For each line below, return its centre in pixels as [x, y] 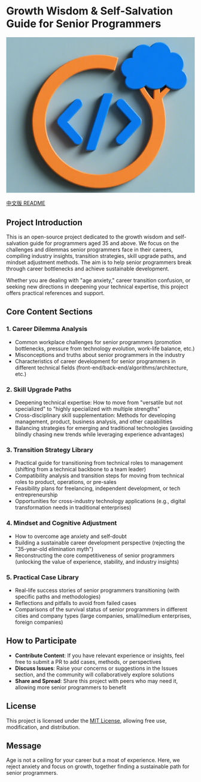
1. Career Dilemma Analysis [47, 329]
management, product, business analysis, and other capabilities [93, 422]
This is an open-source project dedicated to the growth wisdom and [90, 237]
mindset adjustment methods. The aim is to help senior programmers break [99, 263]
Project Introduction [44, 222]
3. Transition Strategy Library [50, 450]
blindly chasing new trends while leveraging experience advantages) [99, 434]
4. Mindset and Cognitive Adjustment [62, 523]
